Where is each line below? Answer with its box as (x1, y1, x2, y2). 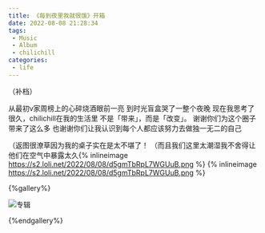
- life (11, 64, 34, 72)
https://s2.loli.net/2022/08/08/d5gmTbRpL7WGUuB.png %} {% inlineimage (8, 159, 258, 168)
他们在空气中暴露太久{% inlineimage (8, 150, 128, 160)
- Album (11, 41, 38, 49)
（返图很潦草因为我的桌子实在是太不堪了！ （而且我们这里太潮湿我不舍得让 (8, 140, 256, 150)
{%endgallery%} (8, 215, 64, 225)
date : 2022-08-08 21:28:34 (8, 19, 98, 27)
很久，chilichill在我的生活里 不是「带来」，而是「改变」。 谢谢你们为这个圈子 (8, 113, 256, 123)
